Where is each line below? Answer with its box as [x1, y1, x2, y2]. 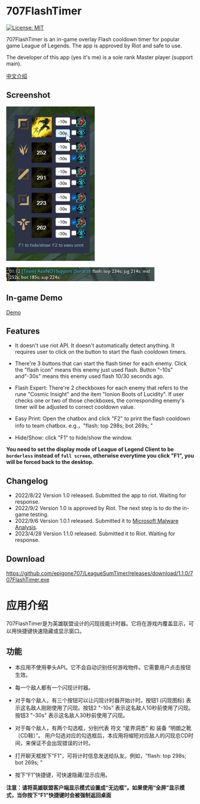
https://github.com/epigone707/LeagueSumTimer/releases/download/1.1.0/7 [6, 570, 193, 577]
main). [6, 60, 22, 67]
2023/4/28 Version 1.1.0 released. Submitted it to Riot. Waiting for [14, 530, 176, 537]
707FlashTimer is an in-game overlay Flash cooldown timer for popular [6, 35, 180, 43]
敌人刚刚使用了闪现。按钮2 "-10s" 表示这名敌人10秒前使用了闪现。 [30, 704, 194, 711]
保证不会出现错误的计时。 [30, 739, 94, 746]
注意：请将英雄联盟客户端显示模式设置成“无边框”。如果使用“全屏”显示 [6, 784, 180, 791]
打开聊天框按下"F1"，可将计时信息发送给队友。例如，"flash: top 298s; [14, 752, 187, 759]
